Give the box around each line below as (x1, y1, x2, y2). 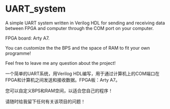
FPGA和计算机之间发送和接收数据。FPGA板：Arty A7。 (5, 77, 120, 83)
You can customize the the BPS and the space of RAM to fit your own (5, 45, 150, 51)
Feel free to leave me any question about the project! (5, 60, 116, 66)
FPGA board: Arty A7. (5, 35, 50, 41)
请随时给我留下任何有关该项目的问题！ (5, 98, 85, 104)
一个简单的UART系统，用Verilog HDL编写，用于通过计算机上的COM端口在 (5, 70, 160, 77)
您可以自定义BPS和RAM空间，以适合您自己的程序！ (5, 87, 113, 94)
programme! (5, 50, 31, 56)
